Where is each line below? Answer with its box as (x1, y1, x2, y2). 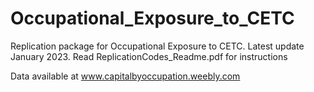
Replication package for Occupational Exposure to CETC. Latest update (10, 40, 305, 52)
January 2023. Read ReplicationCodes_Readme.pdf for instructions (10, 50, 288, 62)
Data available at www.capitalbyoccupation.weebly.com (10, 70, 241, 82)
